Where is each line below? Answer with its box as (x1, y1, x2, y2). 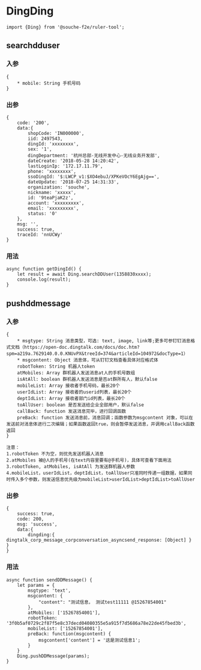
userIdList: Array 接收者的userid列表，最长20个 (17, 389, 132, 395)
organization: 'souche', (28, 184, 90, 190)
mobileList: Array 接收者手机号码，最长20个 (17, 383, 120, 389)
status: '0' (28, 210, 58, 216)
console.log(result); (17, 277, 71, 283)
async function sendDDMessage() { (6, 577, 93, 583)
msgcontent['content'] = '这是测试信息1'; (38, 637, 141, 643)
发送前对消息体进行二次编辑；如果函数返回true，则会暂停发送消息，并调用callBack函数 (6, 421, 195, 427)
